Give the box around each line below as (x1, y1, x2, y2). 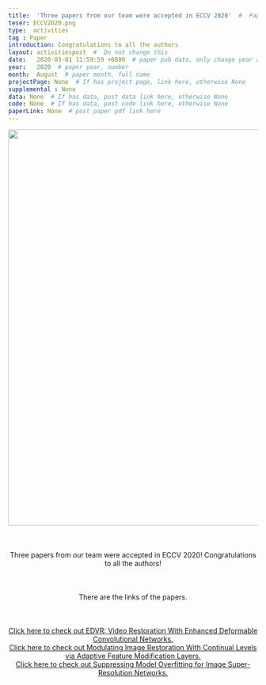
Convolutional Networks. (93, 634, 173, 644)
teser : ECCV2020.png (8, 19, 77, 27)
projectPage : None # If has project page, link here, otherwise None (8, 78, 246, 86)
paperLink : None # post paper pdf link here (8, 108, 161, 116)
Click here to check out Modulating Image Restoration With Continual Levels (9, 643, 257, 652)
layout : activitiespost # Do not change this (8, 48, 169, 56)
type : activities (8, 26, 69, 34)
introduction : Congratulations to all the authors (8, 41, 179, 49)
